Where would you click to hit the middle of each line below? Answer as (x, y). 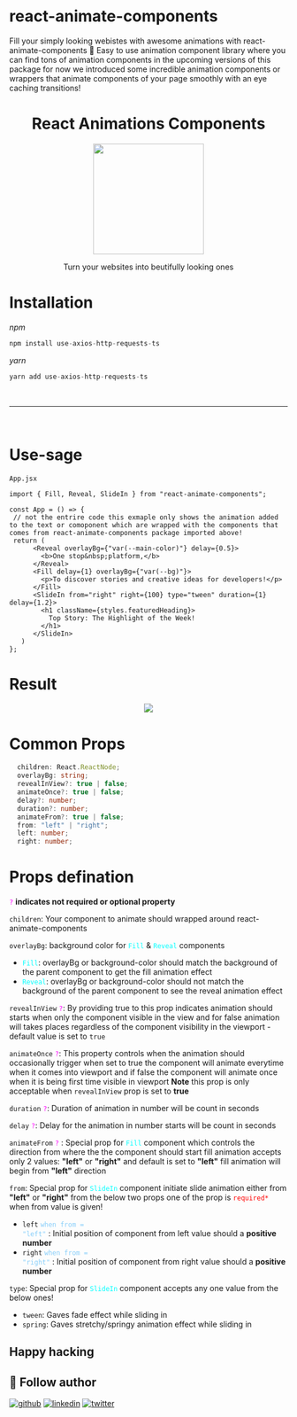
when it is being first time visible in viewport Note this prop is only (129, 1082)
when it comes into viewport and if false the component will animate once (144, 1072)
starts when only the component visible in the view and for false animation (145, 1017)
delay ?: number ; (47, 800)
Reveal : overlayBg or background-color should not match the (133, 982)
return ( (29, 541)
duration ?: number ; (53, 808)
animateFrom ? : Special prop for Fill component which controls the (132, 1143)
